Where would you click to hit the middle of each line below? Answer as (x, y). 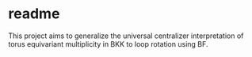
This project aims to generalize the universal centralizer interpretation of (126, 36)
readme (34, 14)
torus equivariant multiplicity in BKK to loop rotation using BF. (108, 44)
